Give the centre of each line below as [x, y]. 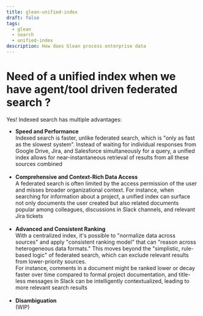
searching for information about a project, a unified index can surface [103, 196]
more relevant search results [51, 287]
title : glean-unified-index [42, 12]
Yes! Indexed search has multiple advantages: [64, 119]
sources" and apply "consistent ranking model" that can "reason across [106, 242]
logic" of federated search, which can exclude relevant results [111, 255]
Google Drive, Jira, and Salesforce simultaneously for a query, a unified [105, 151]
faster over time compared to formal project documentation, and [96, 274]
